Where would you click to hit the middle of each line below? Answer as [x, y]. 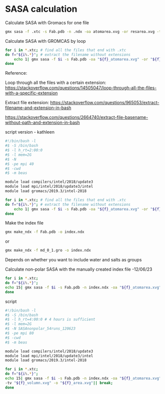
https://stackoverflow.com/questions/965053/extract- [105, 103]
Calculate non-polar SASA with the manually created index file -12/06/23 [79, 269]
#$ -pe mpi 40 [20, 164]
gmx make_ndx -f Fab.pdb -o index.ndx [45, 232]
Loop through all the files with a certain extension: [56, 83]
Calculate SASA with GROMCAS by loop [45, 41]
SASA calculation [41, 9]
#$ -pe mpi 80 [20, 333]
